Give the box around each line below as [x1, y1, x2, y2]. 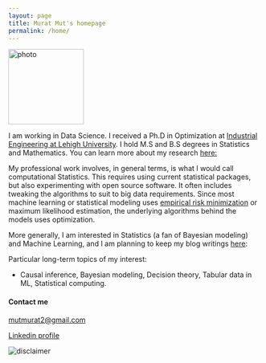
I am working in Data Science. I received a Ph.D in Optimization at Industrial [8, 131, 258, 141]
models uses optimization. [8, 214, 96, 225]
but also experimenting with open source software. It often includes [8, 181, 232, 190]
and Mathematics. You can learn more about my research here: [8, 148, 218, 157]
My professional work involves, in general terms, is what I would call [8, 164, 235, 173]
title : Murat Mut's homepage [8, 19, 106, 27]
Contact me [8, 296, 48, 306]
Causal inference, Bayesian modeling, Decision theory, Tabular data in [19, 270, 252, 279]
